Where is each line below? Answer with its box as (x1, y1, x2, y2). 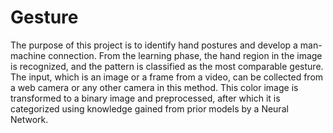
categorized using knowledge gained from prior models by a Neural (10, 102, 289, 115)
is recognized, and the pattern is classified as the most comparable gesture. (10, 60, 324, 72)
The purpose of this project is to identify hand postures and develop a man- (10, 39, 323, 51)
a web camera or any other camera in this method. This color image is (10, 81, 299, 93)
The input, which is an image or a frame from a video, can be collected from (10, 71, 324, 83)
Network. (10, 113, 49, 125)
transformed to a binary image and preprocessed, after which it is (10, 92, 281, 104)
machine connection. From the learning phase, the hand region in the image (10, 49, 323, 61)
